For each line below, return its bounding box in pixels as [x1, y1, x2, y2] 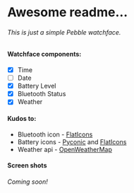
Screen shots [7, 161, 47, 170]
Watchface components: [7, 50, 82, 59]
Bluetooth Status [17, 90, 66, 98]
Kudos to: [7, 114, 37, 122]
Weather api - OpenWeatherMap [17, 145, 113, 153]
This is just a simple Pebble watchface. [7, 28, 121, 36]
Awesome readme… [7, 4, 128, 21]
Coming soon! [7, 177, 48, 186]
